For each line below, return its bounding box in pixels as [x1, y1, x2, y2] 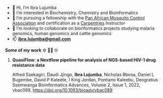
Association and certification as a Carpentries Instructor [12, 20, 125, 26]
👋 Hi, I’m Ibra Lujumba [12, 5, 57, 10]
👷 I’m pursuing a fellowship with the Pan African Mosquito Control [12, 15, 145, 20]
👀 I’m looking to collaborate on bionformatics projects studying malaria [12, 25, 155, 31]
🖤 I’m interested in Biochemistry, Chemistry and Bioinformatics [12, 10, 139, 16]
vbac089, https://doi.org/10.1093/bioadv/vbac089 [12, 87, 113, 93]
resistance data [12, 62, 45, 68]
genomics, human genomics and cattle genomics [12, 31, 112, 36]
